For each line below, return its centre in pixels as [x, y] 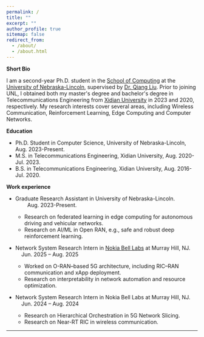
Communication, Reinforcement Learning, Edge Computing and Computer [99, 112]
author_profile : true [34, 29]
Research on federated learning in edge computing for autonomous [108, 217]
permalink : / [23, 12]
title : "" [19, 18]
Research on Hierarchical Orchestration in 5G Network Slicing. [102, 315]
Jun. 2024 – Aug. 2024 [50, 304]
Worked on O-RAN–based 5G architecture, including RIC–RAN [101, 266]
